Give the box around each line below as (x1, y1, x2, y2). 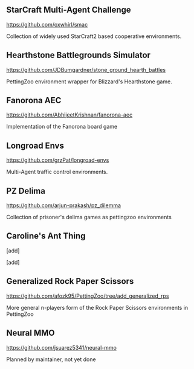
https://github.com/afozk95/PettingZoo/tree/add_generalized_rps (6, 292, 169, 300)
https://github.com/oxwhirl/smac (6, 21, 88, 28)
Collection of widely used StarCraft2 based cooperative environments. (6, 33, 182, 40)
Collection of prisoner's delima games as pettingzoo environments (6, 214, 172, 221)
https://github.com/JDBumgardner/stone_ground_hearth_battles (6, 66, 166, 73)
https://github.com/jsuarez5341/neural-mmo (6, 344, 117, 351)
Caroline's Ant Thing (6, 231, 86, 241)
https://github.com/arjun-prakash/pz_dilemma (6, 202, 121, 209)
